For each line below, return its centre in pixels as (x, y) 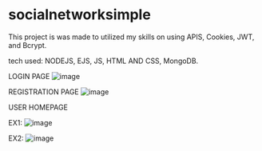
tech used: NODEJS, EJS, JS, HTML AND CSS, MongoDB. (103, 61)
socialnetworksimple (80, 15)
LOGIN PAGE (29, 76)
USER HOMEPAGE (38, 107)
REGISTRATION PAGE (44, 91)
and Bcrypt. (28, 45)
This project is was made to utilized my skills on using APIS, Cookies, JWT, (131, 37)
